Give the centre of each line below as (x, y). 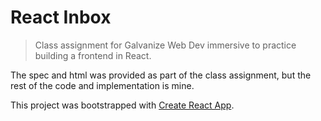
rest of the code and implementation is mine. (102, 85)
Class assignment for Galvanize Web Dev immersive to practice (165, 45)
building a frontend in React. (93, 55)
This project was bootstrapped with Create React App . (122, 105)
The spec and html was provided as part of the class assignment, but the (161, 75)
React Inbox (61, 17)
